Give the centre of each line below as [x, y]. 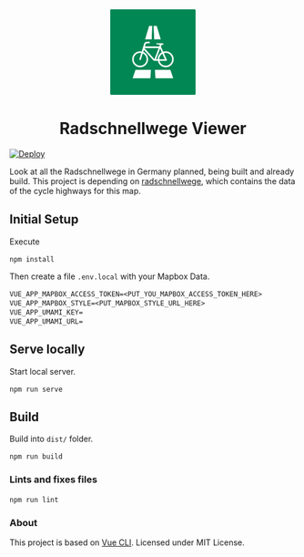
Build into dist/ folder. [51, 439]
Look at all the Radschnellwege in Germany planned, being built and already [152, 171]
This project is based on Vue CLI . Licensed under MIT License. [127, 542]
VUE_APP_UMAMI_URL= [46, 321]
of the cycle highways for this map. [75, 191]
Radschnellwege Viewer [153, 129]
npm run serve [36, 389]
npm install [32, 259]
